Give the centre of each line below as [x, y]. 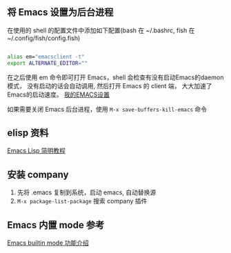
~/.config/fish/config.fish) [44, 38]
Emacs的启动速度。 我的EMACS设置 [59, 94]
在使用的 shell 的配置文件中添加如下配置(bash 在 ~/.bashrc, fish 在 [101, 30]
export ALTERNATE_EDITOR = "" [48, 63]
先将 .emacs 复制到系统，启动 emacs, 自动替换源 [87, 192]
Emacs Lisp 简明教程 [37, 151]
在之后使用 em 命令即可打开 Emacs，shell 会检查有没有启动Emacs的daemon [115, 77]
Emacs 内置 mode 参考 [56, 225]
